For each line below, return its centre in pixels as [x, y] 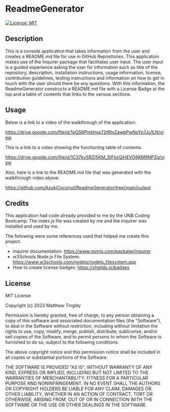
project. [13, 242]
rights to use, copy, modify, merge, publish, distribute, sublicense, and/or [81, 331]
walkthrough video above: [32, 177]
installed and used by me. [32, 227]
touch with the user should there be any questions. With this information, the [85, 83]
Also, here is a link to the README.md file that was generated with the [78, 172]
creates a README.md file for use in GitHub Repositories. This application [82, 56]
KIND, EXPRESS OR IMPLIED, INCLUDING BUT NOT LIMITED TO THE [77, 372]
